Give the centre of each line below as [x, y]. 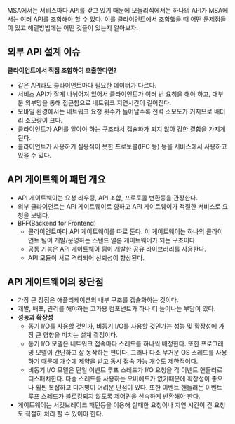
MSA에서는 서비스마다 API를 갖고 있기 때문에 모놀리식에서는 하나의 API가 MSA [115, 10]
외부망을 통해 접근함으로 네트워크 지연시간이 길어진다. [98, 102]
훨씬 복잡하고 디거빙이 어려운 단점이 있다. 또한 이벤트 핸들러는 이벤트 [129, 388]
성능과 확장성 [35, 317]
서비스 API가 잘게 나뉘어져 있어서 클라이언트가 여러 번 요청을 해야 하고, [114, 94]
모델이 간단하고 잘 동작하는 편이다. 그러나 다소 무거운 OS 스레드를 [125, 353]
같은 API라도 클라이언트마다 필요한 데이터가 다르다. [87, 85]
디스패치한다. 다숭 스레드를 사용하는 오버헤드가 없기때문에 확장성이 [119, 379]
